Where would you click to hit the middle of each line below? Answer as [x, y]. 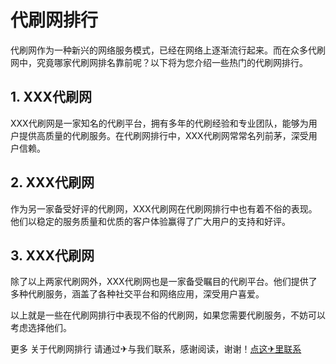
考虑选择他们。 [41, 328]
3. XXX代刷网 [52, 255]
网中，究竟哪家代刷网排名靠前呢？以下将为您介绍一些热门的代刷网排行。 [159, 62]
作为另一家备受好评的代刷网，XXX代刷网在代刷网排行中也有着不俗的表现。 [164, 208]
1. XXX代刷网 [51, 97]
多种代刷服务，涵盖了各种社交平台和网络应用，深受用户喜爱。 [137, 294]
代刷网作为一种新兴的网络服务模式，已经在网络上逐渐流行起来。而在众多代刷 [168, 50]
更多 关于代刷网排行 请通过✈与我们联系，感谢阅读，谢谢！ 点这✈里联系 [156, 349]
